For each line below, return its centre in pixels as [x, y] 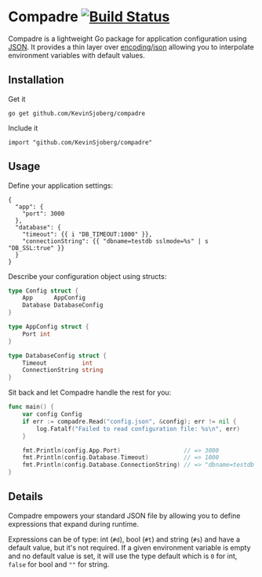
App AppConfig [54, 298]
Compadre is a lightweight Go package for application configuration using [127, 39]
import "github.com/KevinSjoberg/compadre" [80, 142]
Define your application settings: [61, 186]
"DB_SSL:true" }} [36, 248]
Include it [23, 128]
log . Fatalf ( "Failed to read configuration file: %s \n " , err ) [138, 428]
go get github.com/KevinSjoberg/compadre [77, 113]
